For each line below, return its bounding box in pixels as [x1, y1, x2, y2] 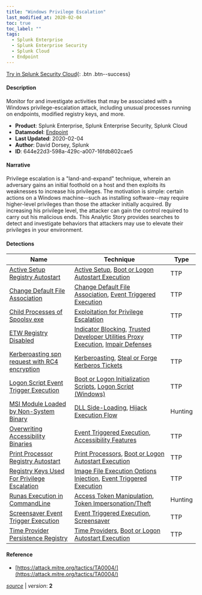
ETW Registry [9, 329, 48, 337]
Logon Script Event [9, 378, 63, 387]
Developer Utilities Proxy [74, 332, 144, 341]
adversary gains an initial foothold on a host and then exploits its [6, 182, 166, 189]
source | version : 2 [6, 582, 53, 590]
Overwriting [9, 425, 43, 433]
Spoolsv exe [9, 315, 44, 323]
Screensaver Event [9, 509, 63, 518]
